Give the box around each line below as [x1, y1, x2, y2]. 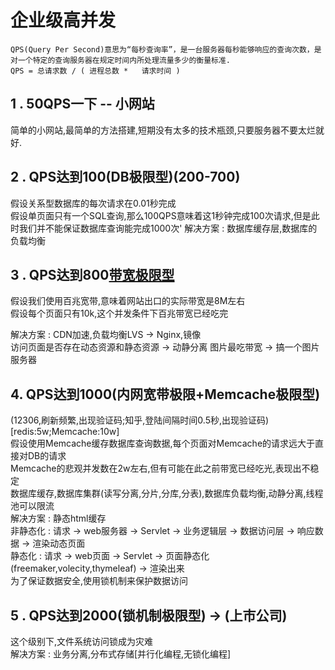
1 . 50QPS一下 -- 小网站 [10, 96, 155, 113]
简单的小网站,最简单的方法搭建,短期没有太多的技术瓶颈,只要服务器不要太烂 [10, 124, 317, 136]
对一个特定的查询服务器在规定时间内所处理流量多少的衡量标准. [10, 55, 231, 65]
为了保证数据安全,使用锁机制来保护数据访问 [10, 575, 189, 587]
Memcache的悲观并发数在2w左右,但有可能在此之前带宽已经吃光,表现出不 [10, 462, 311, 475]
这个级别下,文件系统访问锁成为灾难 [10, 636, 154, 647]
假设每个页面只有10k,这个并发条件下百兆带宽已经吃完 [10, 307, 229, 320]
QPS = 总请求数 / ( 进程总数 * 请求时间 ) [10, 66, 181, 76]
